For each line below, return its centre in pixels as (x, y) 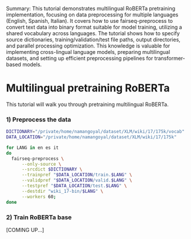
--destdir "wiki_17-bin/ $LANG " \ (62, 191)
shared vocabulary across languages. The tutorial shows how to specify (93, 33)
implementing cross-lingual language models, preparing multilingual (88, 52)
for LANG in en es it (33, 148)
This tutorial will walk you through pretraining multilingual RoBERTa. (87, 104)
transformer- (170, 58)
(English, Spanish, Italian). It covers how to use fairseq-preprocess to (89, 21)
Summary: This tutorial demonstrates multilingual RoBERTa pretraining (91, 8)
